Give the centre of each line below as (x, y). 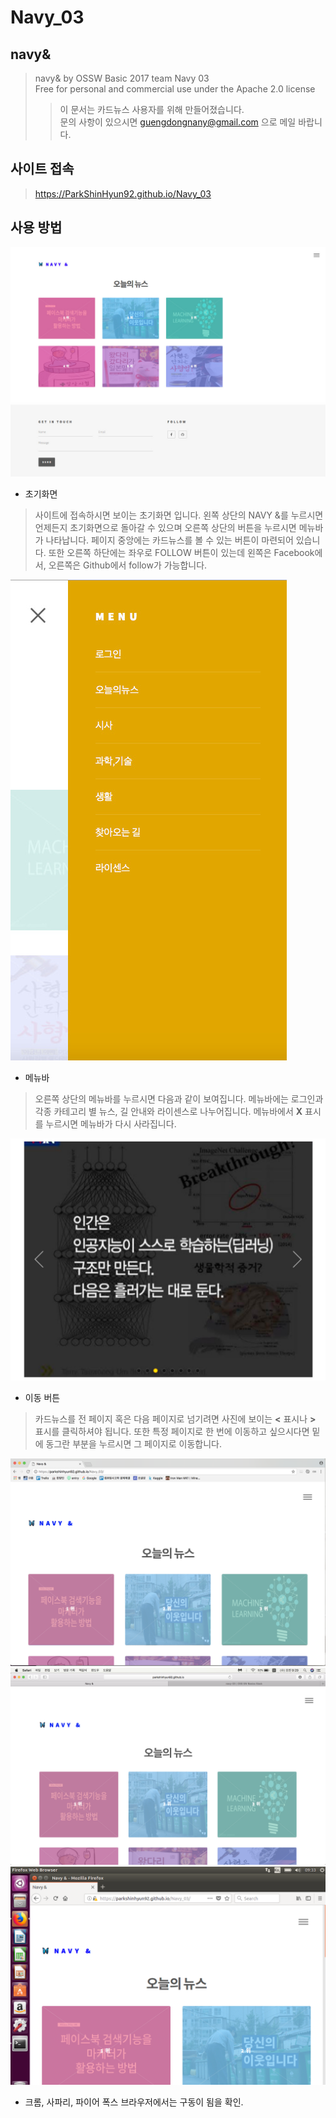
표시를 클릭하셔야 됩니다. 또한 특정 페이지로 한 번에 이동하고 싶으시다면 (172, 1431)
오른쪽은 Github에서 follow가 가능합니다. (128, 565)
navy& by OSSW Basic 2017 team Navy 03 (122, 78)
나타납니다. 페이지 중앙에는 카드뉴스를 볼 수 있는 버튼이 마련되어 (169, 540)
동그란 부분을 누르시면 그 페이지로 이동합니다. (133, 1443)
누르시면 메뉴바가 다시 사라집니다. (111, 1123)
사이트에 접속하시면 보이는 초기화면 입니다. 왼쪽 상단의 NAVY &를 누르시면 (179, 515)
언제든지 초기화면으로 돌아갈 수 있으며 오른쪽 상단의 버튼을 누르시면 (165, 527)
